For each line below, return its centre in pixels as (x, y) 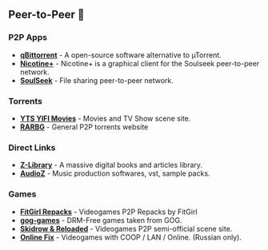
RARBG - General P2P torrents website (84, 127)
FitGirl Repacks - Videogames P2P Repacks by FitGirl (108, 212)
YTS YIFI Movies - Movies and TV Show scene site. (105, 118)
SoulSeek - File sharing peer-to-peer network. (97, 80)
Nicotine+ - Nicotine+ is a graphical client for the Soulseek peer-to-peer (140, 63)
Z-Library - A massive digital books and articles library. (111, 165)
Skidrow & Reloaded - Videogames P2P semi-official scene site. (126, 228)
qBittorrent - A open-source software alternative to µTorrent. (120, 55)
